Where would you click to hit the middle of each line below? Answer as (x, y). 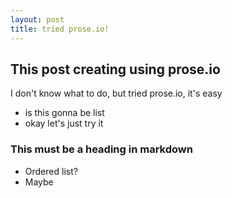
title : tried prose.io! (60, 29)
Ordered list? (51, 171)
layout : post (37, 19)
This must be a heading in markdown (101, 149)
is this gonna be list (64, 113)
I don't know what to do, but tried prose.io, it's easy (116, 93)
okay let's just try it (64, 123)
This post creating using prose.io (115, 69)
